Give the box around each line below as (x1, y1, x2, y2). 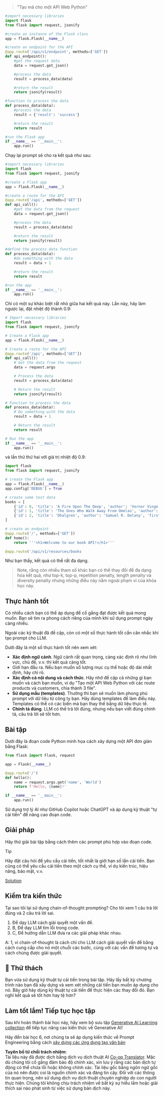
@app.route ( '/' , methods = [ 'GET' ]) (5, 531, 76, 536)
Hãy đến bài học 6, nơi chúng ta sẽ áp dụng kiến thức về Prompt (5, 1034, 135, 1040)
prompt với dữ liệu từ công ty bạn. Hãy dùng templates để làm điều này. (12, 695, 156, 701)
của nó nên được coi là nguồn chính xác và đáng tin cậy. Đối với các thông (5, 1070, 155, 1075)
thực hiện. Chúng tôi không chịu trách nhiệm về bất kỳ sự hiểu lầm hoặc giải (5, 1080, 158, 1086)
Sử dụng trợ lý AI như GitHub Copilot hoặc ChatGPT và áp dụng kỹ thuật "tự (5, 806, 157, 812)
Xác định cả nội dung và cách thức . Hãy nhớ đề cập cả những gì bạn (12, 675, 152, 681)
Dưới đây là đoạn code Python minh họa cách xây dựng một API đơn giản (5, 738, 152, 744)
